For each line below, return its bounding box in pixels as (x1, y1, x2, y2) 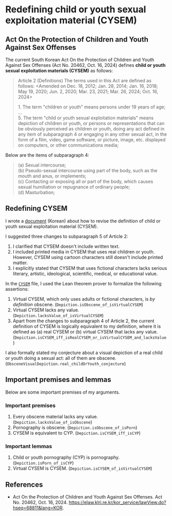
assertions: (5, 286, 29, 292)
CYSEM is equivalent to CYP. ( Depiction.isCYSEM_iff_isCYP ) (12, 430, 141, 436)
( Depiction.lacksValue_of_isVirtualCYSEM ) (12, 312, 104, 318)
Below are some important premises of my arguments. (5, 389, 120, 395)
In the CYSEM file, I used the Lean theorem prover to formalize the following (5, 280, 162, 286)
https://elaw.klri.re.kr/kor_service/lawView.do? (68, 500, 166, 506)
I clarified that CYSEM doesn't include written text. (12, 243, 120, 249)
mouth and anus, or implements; (17, 173, 87, 179)
